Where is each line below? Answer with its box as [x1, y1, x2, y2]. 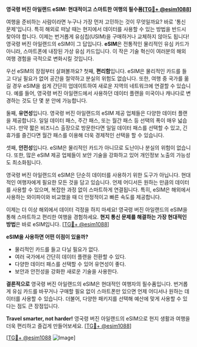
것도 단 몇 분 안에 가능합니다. [21, 97, 88, 104]
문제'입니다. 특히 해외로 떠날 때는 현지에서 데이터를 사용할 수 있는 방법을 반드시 [6, 26, 186, 32]
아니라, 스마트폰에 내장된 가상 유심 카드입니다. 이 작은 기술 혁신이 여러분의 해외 [6, 48, 186, 55]
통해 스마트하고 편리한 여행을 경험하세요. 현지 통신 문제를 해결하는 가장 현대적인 [6, 213, 187, 220]
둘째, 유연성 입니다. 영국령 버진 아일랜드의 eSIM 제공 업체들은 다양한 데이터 [6, 110, 177, 117]
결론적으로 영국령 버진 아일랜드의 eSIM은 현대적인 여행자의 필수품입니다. [6, 280, 172, 287]
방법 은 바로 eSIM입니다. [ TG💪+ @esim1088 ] [6, 221, 110, 227]
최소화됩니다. [12, 159, 43, 166]
